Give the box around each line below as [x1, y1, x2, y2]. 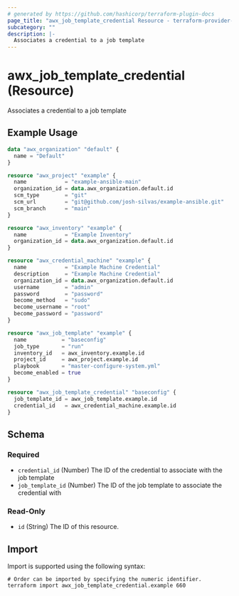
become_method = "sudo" [14, 297, 91, 304]
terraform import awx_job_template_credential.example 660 [7, 582, 186, 590]
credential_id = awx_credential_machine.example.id [14, 402, 176, 409]
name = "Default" [14, 152, 65, 160]
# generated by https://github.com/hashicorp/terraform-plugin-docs [7, 10, 215, 18]
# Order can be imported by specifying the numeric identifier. [7, 576, 202, 583]
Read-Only [7, 506, 46, 516]
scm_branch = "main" [14, 204, 91, 212]
